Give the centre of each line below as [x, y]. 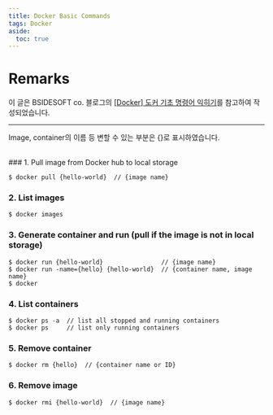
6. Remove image [43, 386]
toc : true [32, 39]
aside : [19, 31]
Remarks [39, 79]
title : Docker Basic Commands [60, 16]
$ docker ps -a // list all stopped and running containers [114, 321]
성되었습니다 [28, 113]
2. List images [37, 198]
